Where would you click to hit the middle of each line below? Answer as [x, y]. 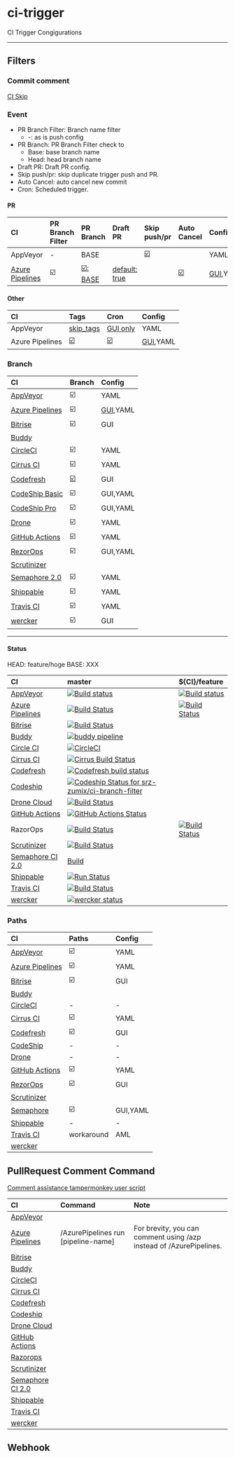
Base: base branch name [64, 151]
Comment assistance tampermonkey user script [76, 1187]
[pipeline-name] [88, 1241]
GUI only [121, 329]
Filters [22, 61]
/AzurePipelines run [93, 1232]
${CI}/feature [201, 682]
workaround [89, 1135]
